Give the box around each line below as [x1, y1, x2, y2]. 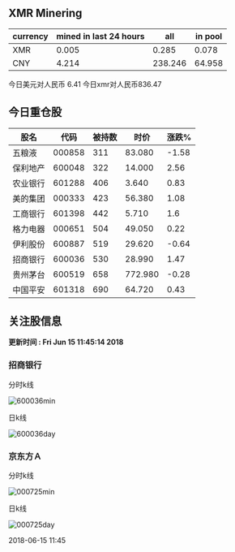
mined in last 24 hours [56, 30, 145, 41]
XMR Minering [8, 6, 83, 20]
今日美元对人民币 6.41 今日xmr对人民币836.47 [8, 79, 162, 88]
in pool [195, 30, 223, 41]
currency [12, 30, 49, 41]
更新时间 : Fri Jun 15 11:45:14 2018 [8, 337, 124, 347]
